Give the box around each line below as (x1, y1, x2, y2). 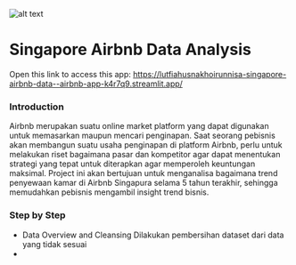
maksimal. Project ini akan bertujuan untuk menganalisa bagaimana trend (9, 168, 278, 179)
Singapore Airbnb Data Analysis (9, 40, 251, 60)
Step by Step (9, 209, 66, 221)
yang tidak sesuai (21, 238, 87, 249)
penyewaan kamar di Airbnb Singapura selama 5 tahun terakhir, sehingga (9, 178, 278, 189)
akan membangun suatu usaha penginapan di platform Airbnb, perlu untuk (9, 140, 283, 150)
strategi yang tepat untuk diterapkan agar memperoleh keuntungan (9, 158, 256, 169)
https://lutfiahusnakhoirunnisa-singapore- (132, 68, 287, 79)
